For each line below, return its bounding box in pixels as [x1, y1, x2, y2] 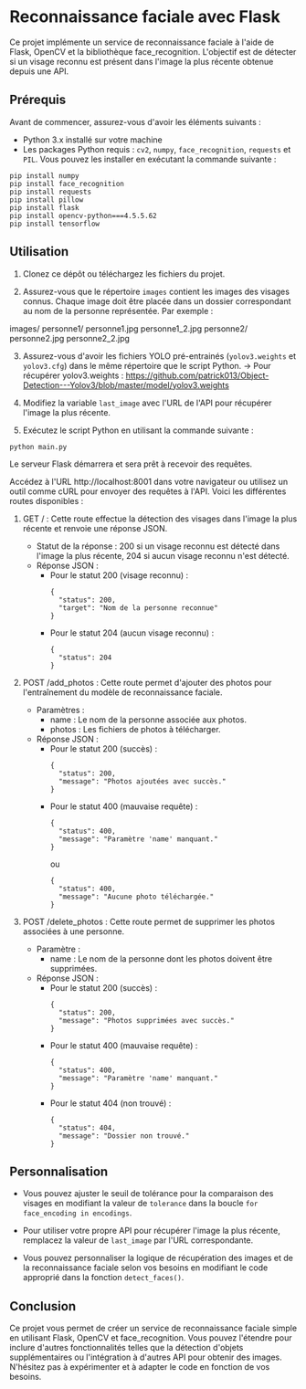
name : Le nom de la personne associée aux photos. [49, 714, 247, 725]
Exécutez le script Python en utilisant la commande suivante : [22, 425, 254, 436]
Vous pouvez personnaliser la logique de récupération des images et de [22, 1253, 294, 1264]
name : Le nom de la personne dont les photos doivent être [49, 952, 272, 964]
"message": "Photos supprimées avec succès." [58, 1015, 235, 1025]
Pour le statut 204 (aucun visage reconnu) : [49, 627, 215, 638]
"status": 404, [58, 1123, 116, 1132]
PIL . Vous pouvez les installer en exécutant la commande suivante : [22, 153, 277, 164]
